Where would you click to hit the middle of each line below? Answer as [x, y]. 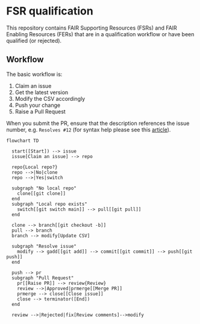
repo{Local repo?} [35, 167]
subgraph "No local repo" [44, 188]
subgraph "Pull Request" [43, 278]
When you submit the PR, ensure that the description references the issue [98, 123]
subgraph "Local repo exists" [49, 204]
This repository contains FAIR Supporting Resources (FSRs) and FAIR [92, 28]
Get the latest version [42, 92]
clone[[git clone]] [42, 193]
